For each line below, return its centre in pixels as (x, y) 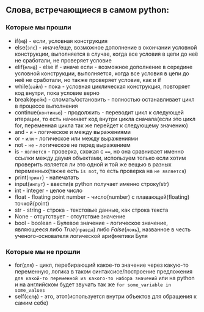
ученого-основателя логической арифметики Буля (81, 236)
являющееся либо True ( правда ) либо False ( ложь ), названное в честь (102, 229)
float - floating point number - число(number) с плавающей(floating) (102, 197)
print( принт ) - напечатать (47, 177)
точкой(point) (32, 203)
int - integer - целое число (49, 190)
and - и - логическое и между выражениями (72, 132)
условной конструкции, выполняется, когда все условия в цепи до (102, 73)
